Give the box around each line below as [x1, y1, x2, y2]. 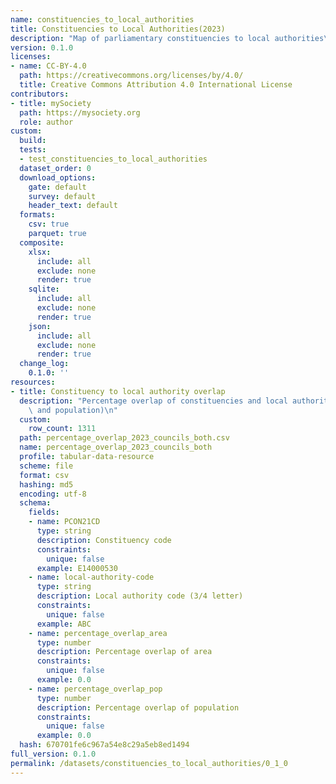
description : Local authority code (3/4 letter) [36, 591, 244, 601]
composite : [19, 237, 65, 248]
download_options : [19, 172, 97, 183]
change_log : [19, 359, 70, 369]
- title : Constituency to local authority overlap [10, 386, 226, 396]
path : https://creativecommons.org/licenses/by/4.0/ [19, 71, 244, 81]
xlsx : [28, 247, 52, 257]
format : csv [19, 470, 70, 480]
